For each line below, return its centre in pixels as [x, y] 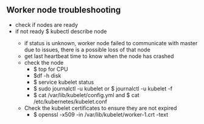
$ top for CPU [51, 69]
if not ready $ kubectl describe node [61, 31]
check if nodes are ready [46, 24]
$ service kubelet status [64, 82]
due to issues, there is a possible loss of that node [87, 49]
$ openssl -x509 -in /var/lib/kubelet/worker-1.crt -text [101, 114]
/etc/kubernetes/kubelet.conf [70, 101]
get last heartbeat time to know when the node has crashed [99, 56]
